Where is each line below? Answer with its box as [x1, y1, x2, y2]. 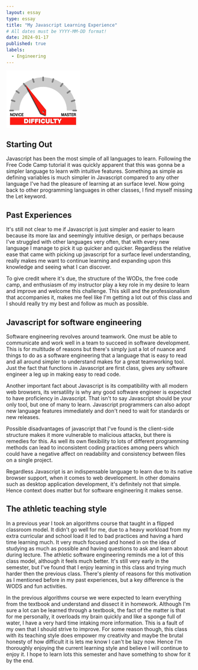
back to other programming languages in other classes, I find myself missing [6, 186, 193, 194]
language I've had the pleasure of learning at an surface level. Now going [6, 181, 185, 188]
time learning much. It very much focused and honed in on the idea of [6, 539, 176, 546]
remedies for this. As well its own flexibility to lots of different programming [6, 437, 189, 444]
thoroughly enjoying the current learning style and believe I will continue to [6, 644, 189, 651]
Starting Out [6, 139, 53, 149]
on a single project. [6, 456, 53, 463]
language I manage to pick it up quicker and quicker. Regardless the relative [6, 244, 191, 252]
